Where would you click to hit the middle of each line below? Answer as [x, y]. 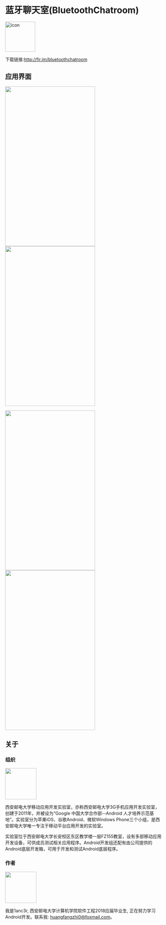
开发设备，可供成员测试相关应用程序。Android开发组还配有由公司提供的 [79, 843]
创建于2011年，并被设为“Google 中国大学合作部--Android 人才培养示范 [77, 813]
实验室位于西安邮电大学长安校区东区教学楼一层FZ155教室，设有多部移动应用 [83, 837]
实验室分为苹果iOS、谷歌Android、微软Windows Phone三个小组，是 [86, 820]
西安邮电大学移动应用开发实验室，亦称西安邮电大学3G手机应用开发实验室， [83, 807]
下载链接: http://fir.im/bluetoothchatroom [46, 59]
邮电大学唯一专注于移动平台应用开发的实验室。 [57, 826]
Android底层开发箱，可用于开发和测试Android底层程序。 [63, 849]
